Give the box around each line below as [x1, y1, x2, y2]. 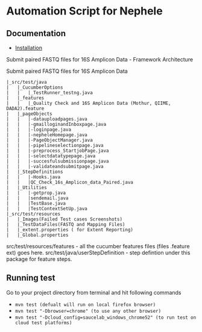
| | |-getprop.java [6, 190, 66, 196]
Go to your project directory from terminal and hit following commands [6, 289, 181, 296]
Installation [14, 44, 43, 51]
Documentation [6, 28, 66, 39]
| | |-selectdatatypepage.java [6, 153, 96, 159]
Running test [6, 273, 55, 283]
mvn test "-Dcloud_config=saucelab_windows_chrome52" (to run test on [14, 315, 197, 321]
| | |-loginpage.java [6, 127, 71, 133]
